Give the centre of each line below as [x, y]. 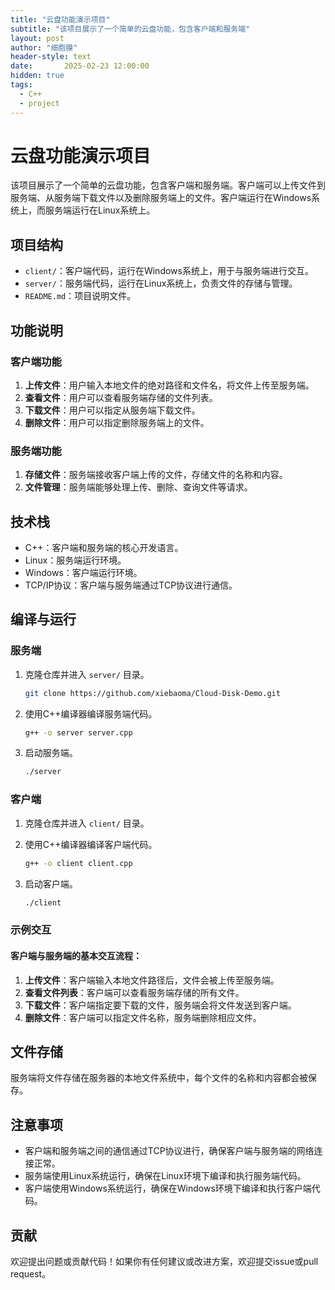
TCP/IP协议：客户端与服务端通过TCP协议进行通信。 [131, 585]
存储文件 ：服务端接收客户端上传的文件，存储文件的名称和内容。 [156, 475]
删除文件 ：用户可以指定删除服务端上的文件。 [117, 422]
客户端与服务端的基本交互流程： [76, 955]
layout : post [37, 38]
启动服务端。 [51, 753]
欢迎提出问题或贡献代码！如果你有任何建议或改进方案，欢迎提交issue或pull [164, 1261]
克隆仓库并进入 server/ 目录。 [87, 674]
